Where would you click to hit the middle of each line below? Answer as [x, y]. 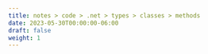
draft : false [30, 30]
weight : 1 [25, 38]
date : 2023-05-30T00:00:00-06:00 [64, 23]
